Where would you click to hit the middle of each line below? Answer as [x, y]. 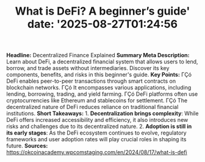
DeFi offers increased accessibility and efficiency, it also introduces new [97, 120]
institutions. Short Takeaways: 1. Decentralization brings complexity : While [103, 113]
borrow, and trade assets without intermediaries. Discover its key [88, 68]
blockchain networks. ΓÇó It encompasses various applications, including [99, 88]
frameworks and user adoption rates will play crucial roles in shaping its [96, 139]
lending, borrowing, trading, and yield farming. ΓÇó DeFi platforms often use [102, 94]
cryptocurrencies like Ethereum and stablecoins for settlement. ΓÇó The [97, 100]
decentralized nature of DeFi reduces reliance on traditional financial [92, 107]
